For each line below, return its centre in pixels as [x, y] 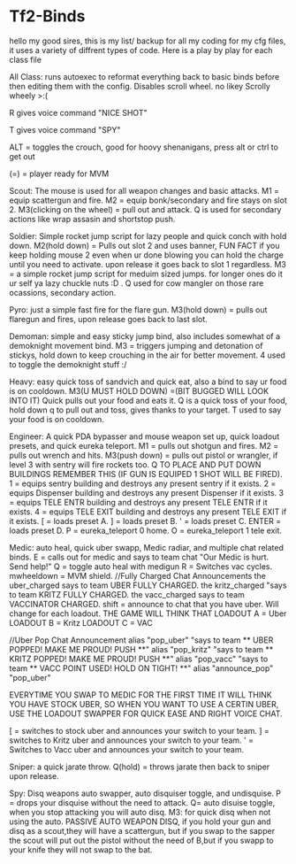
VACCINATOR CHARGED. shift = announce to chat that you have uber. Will [144, 604]
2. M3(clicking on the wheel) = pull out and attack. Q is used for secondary [145, 209]
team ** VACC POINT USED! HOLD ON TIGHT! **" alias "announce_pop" [141, 668]
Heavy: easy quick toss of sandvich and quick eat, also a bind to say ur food [148, 382]
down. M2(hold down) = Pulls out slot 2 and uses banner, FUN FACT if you [144, 245]
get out [22, 156]
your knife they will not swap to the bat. [81, 849]
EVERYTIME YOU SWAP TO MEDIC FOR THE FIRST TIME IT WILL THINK [140, 694]
